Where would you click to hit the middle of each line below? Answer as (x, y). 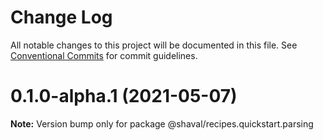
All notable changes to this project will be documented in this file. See (154, 45)
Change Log (61, 17)
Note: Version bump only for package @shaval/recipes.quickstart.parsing (162, 123)
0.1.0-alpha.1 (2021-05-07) (124, 96)
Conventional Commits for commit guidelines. (104, 55)
